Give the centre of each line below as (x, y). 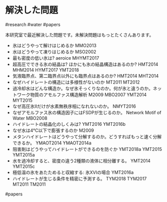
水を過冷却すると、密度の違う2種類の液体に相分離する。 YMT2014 (81, 160)
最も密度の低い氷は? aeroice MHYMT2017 (56, 58)
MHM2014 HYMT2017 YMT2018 (46, 70)
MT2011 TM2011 (29, 184)
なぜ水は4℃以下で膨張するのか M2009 (53, 130)
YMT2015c (24, 166)
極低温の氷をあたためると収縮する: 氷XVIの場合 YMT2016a (73, 172)
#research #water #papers (33, 24)
